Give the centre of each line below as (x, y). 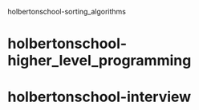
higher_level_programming (99, 61)
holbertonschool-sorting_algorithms (67, 12)
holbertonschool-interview (99, 97)
